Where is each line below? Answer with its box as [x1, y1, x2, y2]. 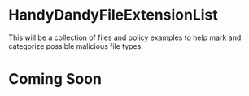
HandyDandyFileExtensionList [8, 6, 218, 24]
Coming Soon [8, 70, 102, 89]
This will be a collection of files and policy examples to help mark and [8, 33, 242, 42]
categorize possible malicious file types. [8, 41, 144, 50]
